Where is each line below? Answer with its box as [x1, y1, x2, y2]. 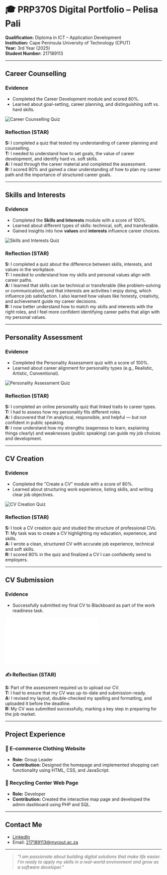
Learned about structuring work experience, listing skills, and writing [12, 486, 153, 492]
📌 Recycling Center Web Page [5, 779, 79, 786]
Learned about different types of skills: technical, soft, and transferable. [12, 222, 160, 228]
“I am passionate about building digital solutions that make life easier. [17, 854, 161, 860]
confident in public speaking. [5, 420, 65, 426]
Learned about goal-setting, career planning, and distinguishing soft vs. [12, 101, 160, 107]
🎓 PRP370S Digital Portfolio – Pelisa [5, 4, 159, 15]
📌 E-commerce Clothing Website [5, 745, 85, 752]
